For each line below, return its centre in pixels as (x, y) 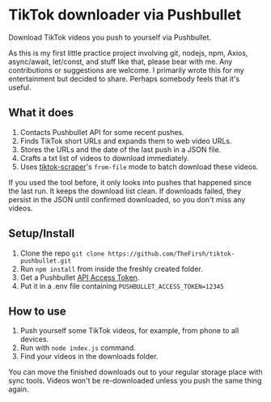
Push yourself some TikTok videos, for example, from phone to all (129, 331)
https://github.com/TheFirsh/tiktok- (171, 254)
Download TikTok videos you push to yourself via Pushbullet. (110, 37)
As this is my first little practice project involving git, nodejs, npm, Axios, (128, 53)
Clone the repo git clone (62, 253)
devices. (34, 339)
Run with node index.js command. (78, 348)
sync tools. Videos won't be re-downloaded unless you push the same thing (135, 381)
